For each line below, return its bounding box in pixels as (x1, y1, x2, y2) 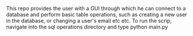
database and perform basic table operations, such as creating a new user (6, 11, 188, 18)
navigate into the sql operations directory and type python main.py (6, 23, 168, 30)
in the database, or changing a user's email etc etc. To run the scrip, (6, 17, 172, 24)
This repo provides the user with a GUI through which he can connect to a (6, 5, 186, 12)
